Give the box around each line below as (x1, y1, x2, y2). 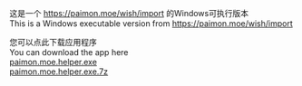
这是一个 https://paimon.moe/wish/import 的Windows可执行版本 (9, 8, 249, 18)
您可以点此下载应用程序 (9, 37, 97, 47)
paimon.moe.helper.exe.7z (9, 66, 109, 77)
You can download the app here (9, 47, 129, 57)
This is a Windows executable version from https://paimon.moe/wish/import (9, 18, 293, 29)
